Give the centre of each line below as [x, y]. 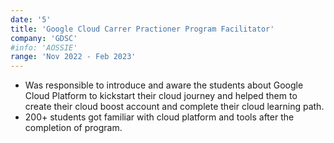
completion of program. [73, 128]
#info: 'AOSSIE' [44, 47]
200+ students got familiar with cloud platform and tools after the [159, 117]
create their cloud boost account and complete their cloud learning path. [174, 107]
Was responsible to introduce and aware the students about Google [164, 85]
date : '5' [31, 19]
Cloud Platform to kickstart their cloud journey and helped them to [161, 96]
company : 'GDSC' [44, 38]
